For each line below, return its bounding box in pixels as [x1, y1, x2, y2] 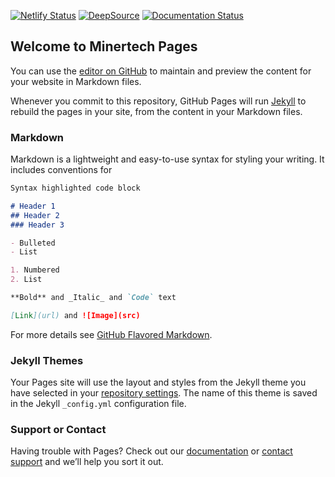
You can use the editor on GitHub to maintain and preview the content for [10, 65, 312, 77]
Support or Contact [10, 423, 107, 437]
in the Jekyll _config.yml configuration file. [10, 398, 187, 410]
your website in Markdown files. [10, 75, 142, 87]
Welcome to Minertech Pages [10, 38, 198, 55]
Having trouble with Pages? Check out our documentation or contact [10, 445, 293, 457]
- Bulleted [10, 238, 56, 248]
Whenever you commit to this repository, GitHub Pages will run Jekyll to [10, 95, 307, 107]
